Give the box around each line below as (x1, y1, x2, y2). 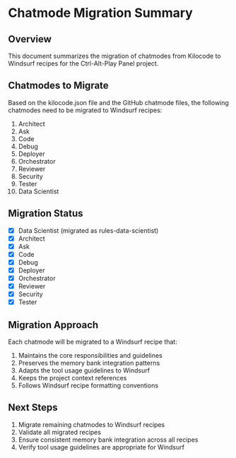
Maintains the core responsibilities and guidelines (18, 351, 163, 360)
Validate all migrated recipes (18, 428, 102, 436)
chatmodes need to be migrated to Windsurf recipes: (8, 106, 163, 114)
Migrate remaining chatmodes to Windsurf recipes (18, 420, 165, 428)
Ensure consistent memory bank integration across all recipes (18, 435, 199, 444)
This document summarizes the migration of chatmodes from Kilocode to (8, 52, 221, 60)
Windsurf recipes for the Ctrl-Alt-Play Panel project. (8, 59, 159, 68)
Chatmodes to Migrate (8, 80, 109, 92)
